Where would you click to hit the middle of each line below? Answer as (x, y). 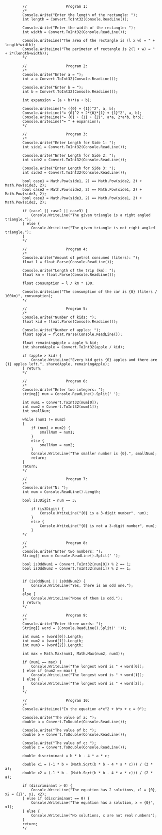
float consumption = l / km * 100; (58, 283)
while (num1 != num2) (44, 419)
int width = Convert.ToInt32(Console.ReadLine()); (75, 32)
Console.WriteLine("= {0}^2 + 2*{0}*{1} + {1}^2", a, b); (82, 113)
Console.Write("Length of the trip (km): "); (69, 271)
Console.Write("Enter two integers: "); (64, 390)
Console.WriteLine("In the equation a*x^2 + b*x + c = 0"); (84, 709)
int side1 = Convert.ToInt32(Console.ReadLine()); (75, 147)
